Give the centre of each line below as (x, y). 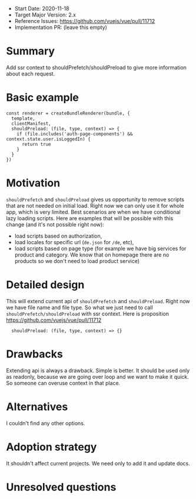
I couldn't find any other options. (46, 423)
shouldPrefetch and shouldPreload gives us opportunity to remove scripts (95, 199)
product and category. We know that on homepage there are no (92, 255)
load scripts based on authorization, (58, 236)
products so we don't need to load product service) (77, 261)
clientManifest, (31, 123)
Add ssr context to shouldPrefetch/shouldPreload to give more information (97, 67)
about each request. (31, 74)
